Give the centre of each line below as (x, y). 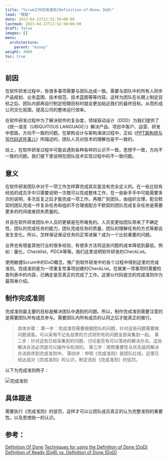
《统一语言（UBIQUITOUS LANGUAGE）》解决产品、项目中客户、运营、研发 (83, 127)
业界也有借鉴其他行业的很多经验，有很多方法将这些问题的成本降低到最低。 (82, 245)
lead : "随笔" (18, 15)
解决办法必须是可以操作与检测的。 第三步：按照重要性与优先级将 (84, 347)
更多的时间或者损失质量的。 (34, 211)
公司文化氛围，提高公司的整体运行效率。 (47, 110)
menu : (11, 38)
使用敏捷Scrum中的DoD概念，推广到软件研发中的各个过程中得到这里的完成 (82, 262)
